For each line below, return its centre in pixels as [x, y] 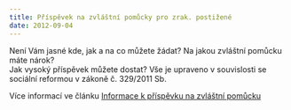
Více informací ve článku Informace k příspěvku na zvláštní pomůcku [135, 95]
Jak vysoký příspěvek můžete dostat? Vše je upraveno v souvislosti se [138, 69]
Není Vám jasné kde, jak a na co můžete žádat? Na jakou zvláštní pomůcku [145, 50]
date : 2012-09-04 [41, 26]
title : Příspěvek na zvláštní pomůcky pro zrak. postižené [121, 17]
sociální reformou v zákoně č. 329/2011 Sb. [88, 78]
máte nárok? [32, 60]
